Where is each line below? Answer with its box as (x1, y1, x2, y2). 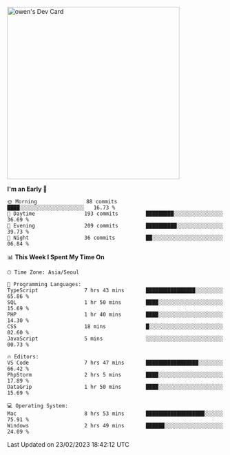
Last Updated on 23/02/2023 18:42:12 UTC (7, 441, 129, 448)
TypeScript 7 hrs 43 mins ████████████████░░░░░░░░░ (7, 287, 224, 294)
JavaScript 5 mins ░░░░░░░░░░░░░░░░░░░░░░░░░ (7, 335, 224, 342)
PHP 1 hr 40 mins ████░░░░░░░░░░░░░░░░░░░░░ (7, 311, 224, 318)
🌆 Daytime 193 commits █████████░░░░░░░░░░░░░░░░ (7, 210, 224, 217)
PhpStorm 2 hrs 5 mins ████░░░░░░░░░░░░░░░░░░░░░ (7, 372, 224, 378)
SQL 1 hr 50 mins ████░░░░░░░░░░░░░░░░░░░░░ (7, 299, 224, 306)
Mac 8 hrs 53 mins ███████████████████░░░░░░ (7, 410, 224, 417)
